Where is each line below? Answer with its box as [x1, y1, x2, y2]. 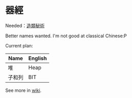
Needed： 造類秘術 [5, 22, 45, 29]
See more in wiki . [5, 87, 42, 93]
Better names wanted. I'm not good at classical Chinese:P [5, 33, 127, 39]
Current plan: [5, 42, 33, 48]
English [28, 55, 47, 62]
